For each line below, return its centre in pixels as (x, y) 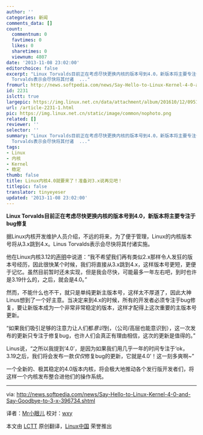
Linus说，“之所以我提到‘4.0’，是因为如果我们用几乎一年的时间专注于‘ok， (97, 348)
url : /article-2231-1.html (40, 108)
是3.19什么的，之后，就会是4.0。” (47, 279)
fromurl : (17, 85)
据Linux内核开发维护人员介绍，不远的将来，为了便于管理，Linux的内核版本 (99, 236)
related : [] (21, 119)
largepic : (19, 102)
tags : (13, 147)
